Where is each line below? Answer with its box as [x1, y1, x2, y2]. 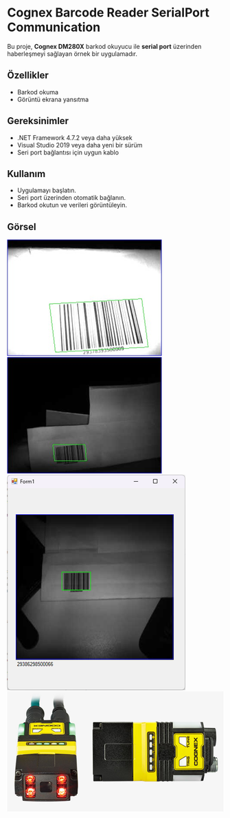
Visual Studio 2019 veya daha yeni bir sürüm [16, 141, 143, 149]
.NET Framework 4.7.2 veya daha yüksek [16, 133, 133, 142]
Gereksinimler [7, 115, 69, 127]
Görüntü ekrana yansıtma [16, 95, 89, 103]
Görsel [7, 221, 36, 232]
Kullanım [7, 167, 46, 180]
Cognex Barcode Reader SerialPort [7, 5, 209, 21]
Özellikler [7, 70, 49, 81]
